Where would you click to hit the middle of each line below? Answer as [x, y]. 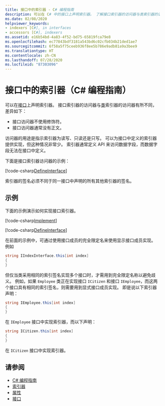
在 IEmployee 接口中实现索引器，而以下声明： [51, 322]
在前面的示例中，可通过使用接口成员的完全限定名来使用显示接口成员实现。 [80, 240]
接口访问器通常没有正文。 [38, 128]
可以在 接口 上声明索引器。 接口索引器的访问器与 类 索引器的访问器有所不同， [81, 105]
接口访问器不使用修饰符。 [38, 122]
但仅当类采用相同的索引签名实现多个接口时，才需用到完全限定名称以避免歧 [80, 275]
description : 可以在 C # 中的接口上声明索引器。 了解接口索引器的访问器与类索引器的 [82, 14]
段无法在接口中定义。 [27, 151]
